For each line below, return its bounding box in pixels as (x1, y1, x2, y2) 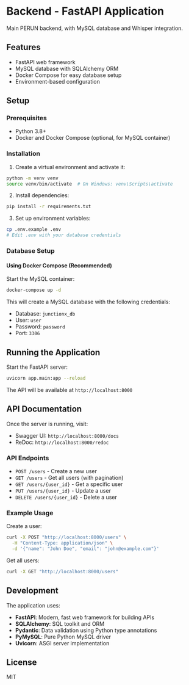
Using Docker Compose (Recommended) (6, 261, 113, 269)
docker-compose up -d (6, 287, 62, 294)
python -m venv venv (6, 175, 59, 181)
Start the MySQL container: (6, 275, 75, 283)
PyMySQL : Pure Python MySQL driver (15, 633, 112, 640)
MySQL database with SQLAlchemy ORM (15, 65, 119, 72)
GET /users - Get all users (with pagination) (15, 474, 124, 481)
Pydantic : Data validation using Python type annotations (15, 626, 157, 634)
